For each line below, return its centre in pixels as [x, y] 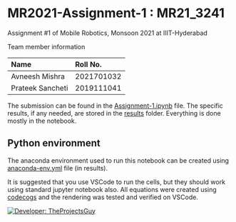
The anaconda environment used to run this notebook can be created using [118, 160]
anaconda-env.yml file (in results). [58, 168]
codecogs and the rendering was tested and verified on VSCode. [103, 197]
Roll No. [88, 64]
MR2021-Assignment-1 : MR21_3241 [116, 13]
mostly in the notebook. [42, 121]
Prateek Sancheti [40, 88]
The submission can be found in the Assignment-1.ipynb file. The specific [115, 106]
